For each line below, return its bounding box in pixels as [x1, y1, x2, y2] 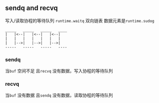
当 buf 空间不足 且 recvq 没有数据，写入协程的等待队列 [5, 68, 114, 74]
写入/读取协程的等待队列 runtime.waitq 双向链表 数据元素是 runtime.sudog [5, 17, 155, 24]
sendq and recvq [5, 4, 58, 12]
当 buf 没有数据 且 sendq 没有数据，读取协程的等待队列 [5, 92, 114, 98]
